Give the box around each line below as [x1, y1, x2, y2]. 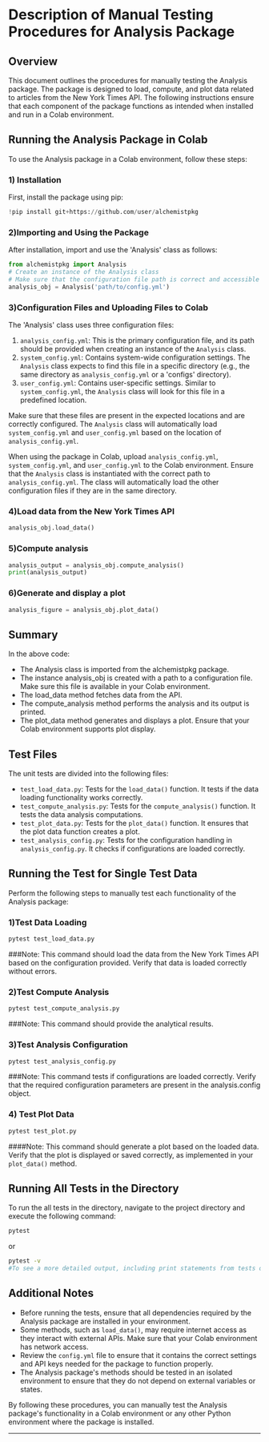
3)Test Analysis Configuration [8, 1039, 128, 1050]
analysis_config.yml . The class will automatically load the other [8, 477, 219, 487]
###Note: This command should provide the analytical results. [8, 1019, 214, 1029]
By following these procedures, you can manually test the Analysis [8, 1400, 228, 1409]
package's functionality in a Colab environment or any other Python [8, 1408, 231, 1418]
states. [19, 1384, 42, 1394]
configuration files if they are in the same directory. [8, 486, 178, 496]
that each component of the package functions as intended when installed [8, 102, 254, 111]
